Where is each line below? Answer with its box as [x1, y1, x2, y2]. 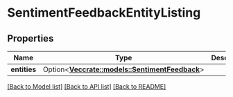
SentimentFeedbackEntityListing [7, 5, 201, 21]
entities [10, 64, 37, 74]
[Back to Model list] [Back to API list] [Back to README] [7, 82, 166, 91]
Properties [7, 33, 54, 44]
